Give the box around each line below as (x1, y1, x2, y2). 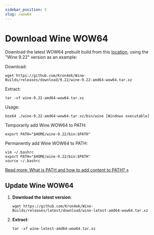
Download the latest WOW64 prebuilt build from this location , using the (5, 49, 149, 55)
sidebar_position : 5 (5, 7, 47, 12)
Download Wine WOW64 (5, 33, 109, 44)
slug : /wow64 (5, 12, 32, 17)
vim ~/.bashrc (5, 150, 34, 155)
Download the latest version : (12, 194, 72, 200)
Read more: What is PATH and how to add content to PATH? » (5, 167, 129, 173)
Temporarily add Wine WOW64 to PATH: (5, 122, 87, 128)
